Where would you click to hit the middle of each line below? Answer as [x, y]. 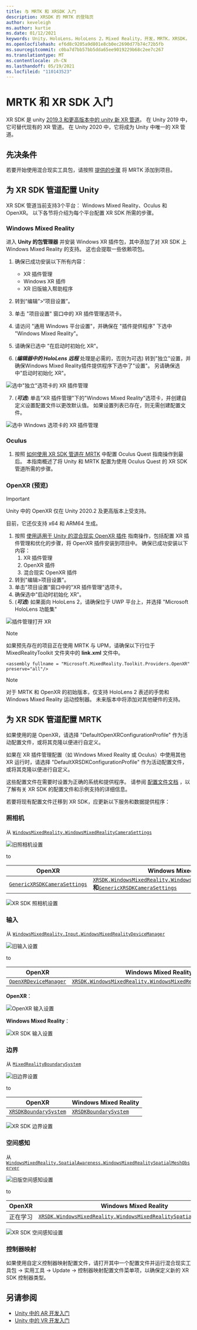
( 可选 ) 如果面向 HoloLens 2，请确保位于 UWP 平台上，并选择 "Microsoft [101, 601]
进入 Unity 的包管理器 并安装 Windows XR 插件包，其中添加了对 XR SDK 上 [96, 242]
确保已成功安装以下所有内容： [50, 262]
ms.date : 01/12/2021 [31, 33]
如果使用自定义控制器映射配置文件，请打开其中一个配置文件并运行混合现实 [96, 1263]
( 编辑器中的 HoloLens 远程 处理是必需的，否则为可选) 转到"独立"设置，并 [103, 358]
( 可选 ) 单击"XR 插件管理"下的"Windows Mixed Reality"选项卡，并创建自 [100, 398]
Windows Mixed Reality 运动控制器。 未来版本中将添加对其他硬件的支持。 [95, 699]
